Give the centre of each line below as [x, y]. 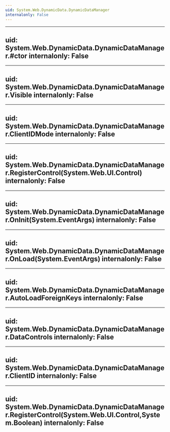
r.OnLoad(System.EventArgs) [53, 259]
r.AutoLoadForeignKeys [44, 298]
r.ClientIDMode [30, 134]
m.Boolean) [24, 423]
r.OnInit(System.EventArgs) [50, 220]
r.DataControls [29, 337]
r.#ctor [16, 56]
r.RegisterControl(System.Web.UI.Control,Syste [83, 415]
